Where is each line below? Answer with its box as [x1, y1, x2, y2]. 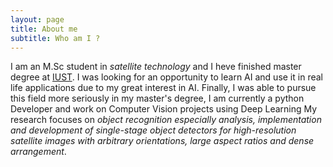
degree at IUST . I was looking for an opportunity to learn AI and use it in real [10, 71, 323, 83]
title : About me [10, 24, 78, 34]
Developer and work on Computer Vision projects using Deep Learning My [10, 103, 318, 115]
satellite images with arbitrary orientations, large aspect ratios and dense [10, 135, 315, 147]
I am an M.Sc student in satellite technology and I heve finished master [10, 61, 302, 73]
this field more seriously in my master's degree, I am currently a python [10, 92, 305, 105]
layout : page [10, 14, 65, 25]
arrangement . [10, 146, 67, 158]
